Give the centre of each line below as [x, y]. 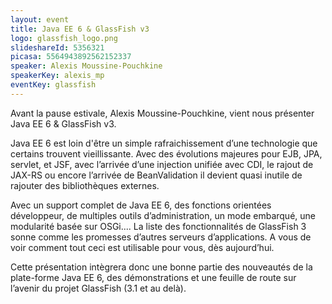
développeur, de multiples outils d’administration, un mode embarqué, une [163, 215]
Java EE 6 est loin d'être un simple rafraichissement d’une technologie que [164, 143]
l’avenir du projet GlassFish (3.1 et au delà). [98, 288]
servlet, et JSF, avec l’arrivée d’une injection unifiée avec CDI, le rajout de [162, 164]
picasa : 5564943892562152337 [71, 57]
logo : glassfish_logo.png [64, 38]
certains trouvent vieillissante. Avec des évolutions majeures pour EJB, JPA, [166, 153]
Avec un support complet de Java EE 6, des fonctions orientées [141, 205]
